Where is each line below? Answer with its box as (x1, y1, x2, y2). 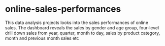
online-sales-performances (5, 3, 121, 15)
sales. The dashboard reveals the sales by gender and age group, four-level (5, 24, 159, 30)
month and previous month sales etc (5, 35, 79, 41)
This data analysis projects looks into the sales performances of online (5, 20, 149, 25)
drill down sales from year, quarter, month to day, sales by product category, (5, 30, 160, 36)
